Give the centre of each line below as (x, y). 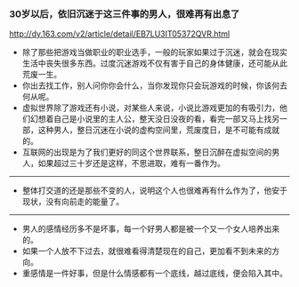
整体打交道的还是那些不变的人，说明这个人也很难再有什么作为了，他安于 (154, 191)
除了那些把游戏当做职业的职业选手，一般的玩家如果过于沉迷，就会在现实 (154, 52)
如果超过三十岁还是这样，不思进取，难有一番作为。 (131, 163)
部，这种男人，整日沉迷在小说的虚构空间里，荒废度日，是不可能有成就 (151, 130)
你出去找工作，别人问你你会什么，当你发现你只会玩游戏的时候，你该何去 (154, 85)
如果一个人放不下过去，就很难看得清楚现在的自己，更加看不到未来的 (147, 251)
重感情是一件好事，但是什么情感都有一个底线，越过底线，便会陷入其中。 (154, 274)
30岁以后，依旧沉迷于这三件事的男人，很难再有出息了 (125, 13)
